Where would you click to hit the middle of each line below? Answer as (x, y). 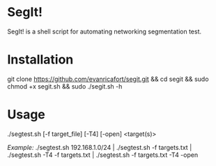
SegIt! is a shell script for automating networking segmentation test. (105, 31)
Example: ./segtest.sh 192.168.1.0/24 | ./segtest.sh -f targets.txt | (100, 147)
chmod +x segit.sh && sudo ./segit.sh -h (65, 86)
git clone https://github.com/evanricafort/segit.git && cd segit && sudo (108, 79)
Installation (40, 60)
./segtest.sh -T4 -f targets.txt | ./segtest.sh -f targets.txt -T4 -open (103, 155)
